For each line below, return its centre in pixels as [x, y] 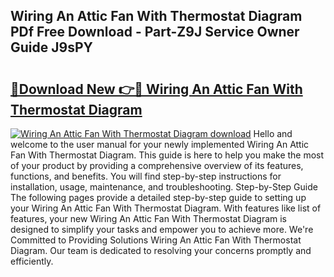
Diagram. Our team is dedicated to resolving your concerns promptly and [161, 250]
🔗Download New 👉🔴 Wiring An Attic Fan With [156, 89]
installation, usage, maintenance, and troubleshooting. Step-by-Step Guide [164, 187]
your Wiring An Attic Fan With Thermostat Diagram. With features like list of [166, 208]
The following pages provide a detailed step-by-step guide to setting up [158, 197]
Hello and [273, 133]
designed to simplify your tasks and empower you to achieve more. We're [162, 229]
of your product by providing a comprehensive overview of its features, [157, 165]
